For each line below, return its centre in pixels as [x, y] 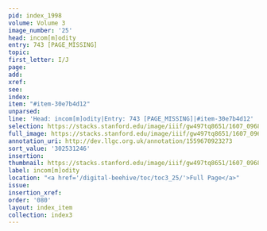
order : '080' [30, 200]
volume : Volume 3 [37, 23]
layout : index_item [41, 207]
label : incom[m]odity [44, 171]
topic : [19, 52]
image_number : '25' [41, 30]
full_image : [28, 133]
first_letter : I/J [39, 60]
